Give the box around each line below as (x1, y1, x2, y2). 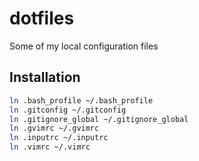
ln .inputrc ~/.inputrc (9, 133, 109, 143)
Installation (9, 69, 81, 86)
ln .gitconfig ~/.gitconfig (9, 105, 127, 115)
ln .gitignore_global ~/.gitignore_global (9, 114, 189, 124)
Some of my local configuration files (9, 40, 159, 52)
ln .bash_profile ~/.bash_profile (9, 95, 154, 106)
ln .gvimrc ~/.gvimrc (9, 123, 100, 134)
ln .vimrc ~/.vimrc (9, 142, 91, 152)
